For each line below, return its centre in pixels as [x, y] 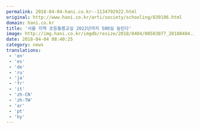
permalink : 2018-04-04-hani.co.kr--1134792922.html [71, 12]
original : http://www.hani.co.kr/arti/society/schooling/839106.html [94, 17]
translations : [24, 51]
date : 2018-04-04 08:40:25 [40, 39]
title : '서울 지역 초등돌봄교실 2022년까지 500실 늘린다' [69, 28]
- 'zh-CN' [21, 95]
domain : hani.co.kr [30, 23]
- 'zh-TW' [21, 100]
